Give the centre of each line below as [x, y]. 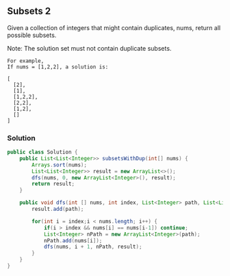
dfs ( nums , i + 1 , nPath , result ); [93, 247]
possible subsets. [32, 35]
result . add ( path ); [58, 209]
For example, [26, 61]
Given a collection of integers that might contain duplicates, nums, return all [114, 27]
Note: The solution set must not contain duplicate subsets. [89, 48]
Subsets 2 [29, 11]
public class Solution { [42, 152]
